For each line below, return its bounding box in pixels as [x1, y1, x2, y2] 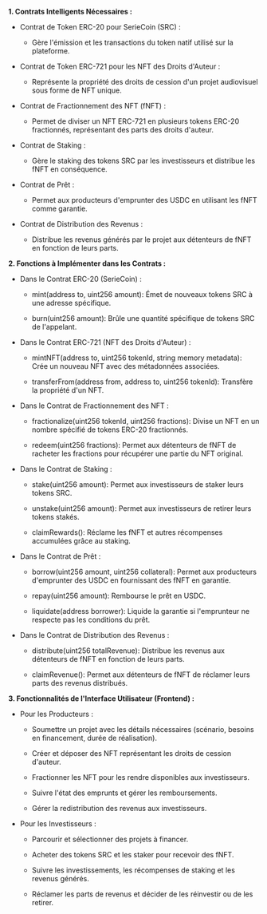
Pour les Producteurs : [19, 710, 94, 718]
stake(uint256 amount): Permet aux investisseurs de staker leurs [31, 480, 245, 489]
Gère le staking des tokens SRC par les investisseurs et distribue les [31, 156, 256, 165]
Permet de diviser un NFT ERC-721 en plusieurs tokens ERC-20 [31, 117, 240, 126]
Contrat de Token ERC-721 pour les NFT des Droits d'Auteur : [19, 61, 221, 71]
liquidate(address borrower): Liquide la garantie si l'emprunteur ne [31, 607, 249, 615]
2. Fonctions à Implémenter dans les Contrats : [8, 259, 166, 268]
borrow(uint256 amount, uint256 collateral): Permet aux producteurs [31, 567, 257, 576]
